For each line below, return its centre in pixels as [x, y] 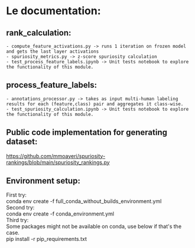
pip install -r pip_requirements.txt [47, 239]
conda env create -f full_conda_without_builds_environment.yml [84, 201]
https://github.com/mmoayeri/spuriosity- [56, 156]
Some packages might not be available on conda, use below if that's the [94, 227]
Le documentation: [53, 11]
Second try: [20, 208]
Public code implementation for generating [87, 132]
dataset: [22, 142]
